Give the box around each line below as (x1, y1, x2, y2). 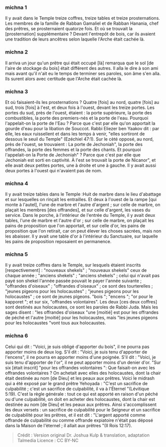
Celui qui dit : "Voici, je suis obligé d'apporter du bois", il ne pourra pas (5, 344, 150, 349)
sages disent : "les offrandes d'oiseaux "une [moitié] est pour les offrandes (5, 309, 159, 315)
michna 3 (5, 88, 28, 95)
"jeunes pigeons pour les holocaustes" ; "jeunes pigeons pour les (5, 289, 139, 295)
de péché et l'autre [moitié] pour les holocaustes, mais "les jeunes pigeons (5, 315, 158, 321)
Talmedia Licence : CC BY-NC (17, 437, 79, 443)
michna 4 (5, 180, 28, 187)
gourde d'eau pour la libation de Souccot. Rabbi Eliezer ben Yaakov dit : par (5, 125, 160, 131)
